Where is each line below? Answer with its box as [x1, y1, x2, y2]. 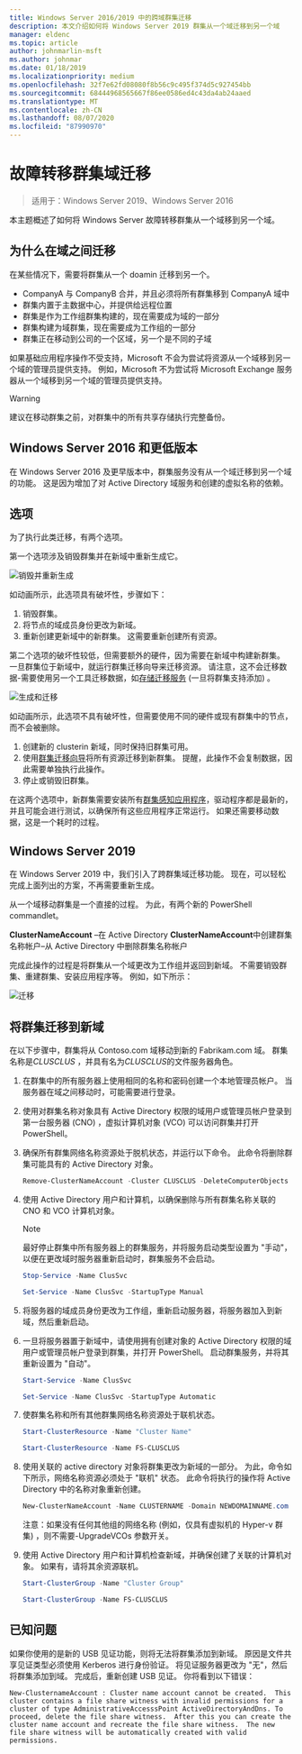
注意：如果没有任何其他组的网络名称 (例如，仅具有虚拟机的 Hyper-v [22, 1520, 273, 1530]
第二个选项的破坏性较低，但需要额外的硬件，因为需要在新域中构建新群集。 [9, 650, 285, 661]
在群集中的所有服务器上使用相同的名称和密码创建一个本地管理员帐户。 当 [22, 1075, 293, 1086]
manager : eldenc [9, 30, 70, 39]
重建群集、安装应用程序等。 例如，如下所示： [24, 971, 193, 982]
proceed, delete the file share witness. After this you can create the [9, 1712, 292, 1722]
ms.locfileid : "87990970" [9, 123, 106, 132]
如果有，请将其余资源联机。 [40, 1561, 144, 1571]
